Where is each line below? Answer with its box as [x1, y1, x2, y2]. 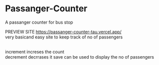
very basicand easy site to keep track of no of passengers [5, 34, 123, 40]
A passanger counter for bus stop [5, 19, 74, 25]
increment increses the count [5, 49, 65, 55]
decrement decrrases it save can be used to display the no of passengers [5, 54, 155, 60]
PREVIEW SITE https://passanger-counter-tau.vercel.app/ [5, 29, 122, 34]
